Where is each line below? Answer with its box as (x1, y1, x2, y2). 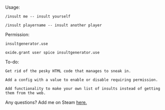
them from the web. (5, 90, 46, 95)
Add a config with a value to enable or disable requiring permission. (5, 77, 158, 82)
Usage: (5, 5, 20, 10)
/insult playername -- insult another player (5, 23, 102, 28)
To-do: (5, 59, 19, 65)
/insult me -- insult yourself (5, 14, 71, 19)
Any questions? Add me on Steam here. (5, 99, 87, 105)
